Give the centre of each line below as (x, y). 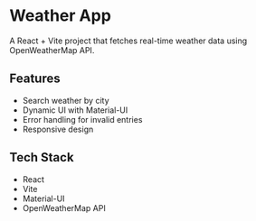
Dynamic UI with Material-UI (75, 110)
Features (35, 79)
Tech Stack (42, 157)
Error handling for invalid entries (82, 119)
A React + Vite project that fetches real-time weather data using (128, 41)
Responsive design (58, 129)
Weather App (60, 16)
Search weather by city (66, 100)
